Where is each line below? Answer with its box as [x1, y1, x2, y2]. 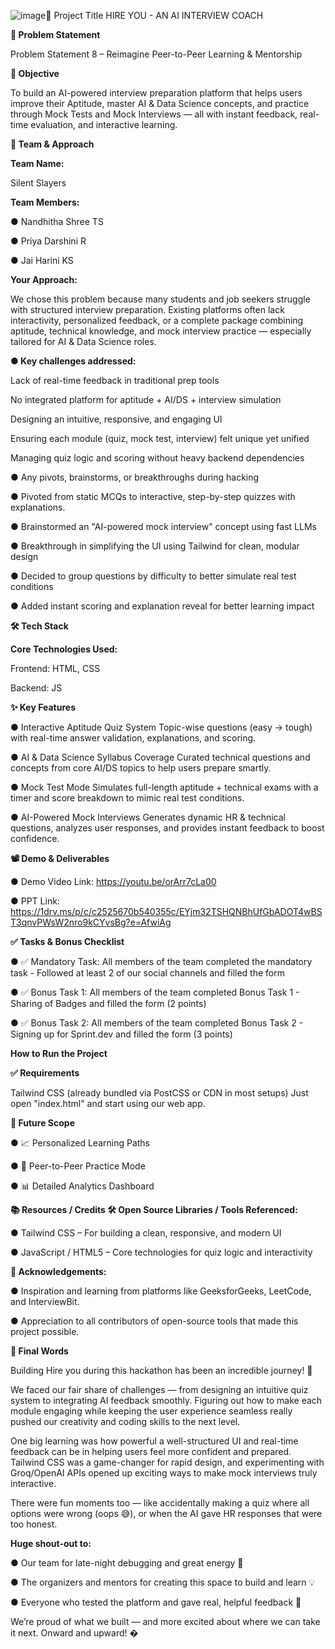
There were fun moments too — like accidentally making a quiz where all [10, 1497, 310, 1509]
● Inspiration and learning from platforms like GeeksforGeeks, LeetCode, [10, 1285, 312, 1297]
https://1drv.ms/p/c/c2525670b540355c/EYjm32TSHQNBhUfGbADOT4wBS [10, 906, 323, 917]
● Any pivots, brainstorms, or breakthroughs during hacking [10, 471, 260, 483]
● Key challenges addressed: [10, 355, 137, 367]
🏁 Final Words [10, 1345, 69, 1357]
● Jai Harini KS [10, 255, 74, 266]
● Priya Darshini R [10, 235, 87, 247]
